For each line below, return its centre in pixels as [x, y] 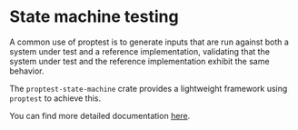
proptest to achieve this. [55, 98]
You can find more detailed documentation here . [100, 115]
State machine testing [94, 17]
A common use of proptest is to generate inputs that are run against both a [149, 42]
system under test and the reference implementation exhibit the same [139, 61]
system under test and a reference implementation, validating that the [140, 51]
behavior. [27, 71]
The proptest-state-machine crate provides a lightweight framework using [149, 88]
